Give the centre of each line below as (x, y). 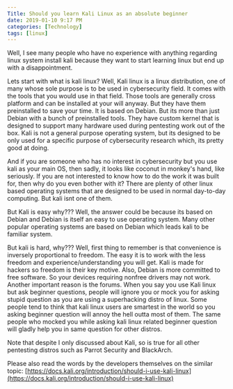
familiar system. (30, 234)
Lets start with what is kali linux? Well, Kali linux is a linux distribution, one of (116, 82)
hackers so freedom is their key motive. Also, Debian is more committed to (114, 270)
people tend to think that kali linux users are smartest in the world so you (111, 307)
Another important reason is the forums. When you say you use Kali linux (112, 285)
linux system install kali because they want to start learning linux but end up (116, 61)
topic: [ (17, 371)
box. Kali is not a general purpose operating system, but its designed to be (114, 133)
